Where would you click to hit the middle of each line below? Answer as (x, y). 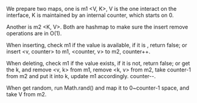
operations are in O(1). (34, 33)
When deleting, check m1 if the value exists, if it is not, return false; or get (98, 63)
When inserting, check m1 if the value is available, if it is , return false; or (97, 45)
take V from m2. (26, 94)
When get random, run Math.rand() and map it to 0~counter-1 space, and (98, 88)
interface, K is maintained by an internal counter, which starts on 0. (90, 15)
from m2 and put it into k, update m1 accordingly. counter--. (81, 76)
